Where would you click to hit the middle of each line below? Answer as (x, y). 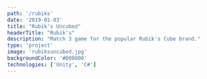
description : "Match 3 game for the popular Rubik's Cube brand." (104, 39)
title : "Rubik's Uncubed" (44, 26)
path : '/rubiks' (30, 13)
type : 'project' (30, 45)
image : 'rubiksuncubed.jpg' (47, 52)
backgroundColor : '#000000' (47, 58)
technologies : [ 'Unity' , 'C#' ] (52, 65)
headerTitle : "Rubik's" (41, 33)
